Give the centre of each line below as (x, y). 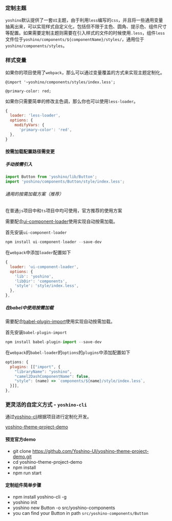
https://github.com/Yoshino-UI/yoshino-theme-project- (91, 451)
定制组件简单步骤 (23, 485)
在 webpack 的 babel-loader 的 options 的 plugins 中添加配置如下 (68, 352)
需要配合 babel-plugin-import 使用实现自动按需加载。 (60, 322)
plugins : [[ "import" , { (35, 367)
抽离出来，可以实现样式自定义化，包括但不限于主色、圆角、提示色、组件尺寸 (86, 27)
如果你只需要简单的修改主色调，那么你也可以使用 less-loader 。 (72, 101)
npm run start (27, 473)
